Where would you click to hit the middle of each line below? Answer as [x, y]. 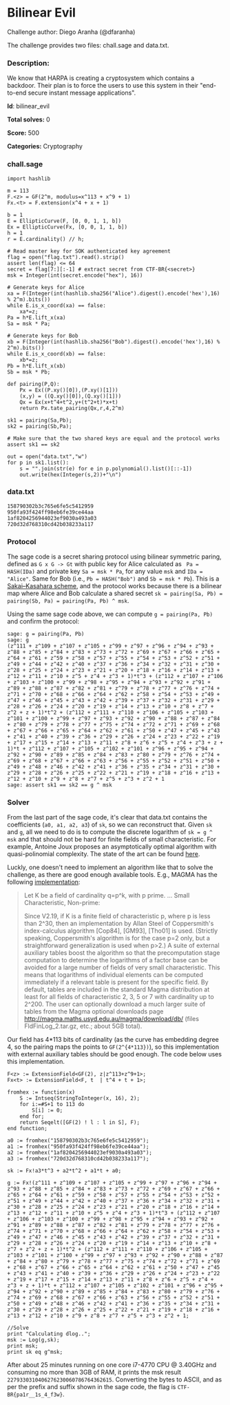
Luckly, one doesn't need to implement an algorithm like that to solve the [110, 867]
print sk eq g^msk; [35, 1352]
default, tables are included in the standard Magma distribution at [117, 989]
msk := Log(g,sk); [33, 1340]
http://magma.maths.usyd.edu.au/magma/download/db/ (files [112, 1019]
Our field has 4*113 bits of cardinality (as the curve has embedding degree [113, 1040]
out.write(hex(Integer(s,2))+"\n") [71, 474]
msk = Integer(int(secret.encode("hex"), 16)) [75, 275]
